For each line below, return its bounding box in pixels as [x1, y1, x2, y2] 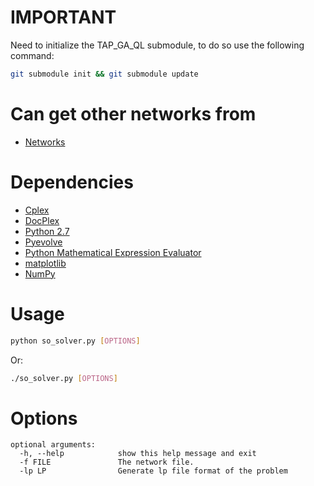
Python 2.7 [24, 225, 70, 237]
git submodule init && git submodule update [10, 69, 199, 79]
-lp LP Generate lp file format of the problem [19, 466, 288, 476]
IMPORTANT [10, 6, 117, 29]
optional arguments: [10, 440, 97, 450]
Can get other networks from [10, 103, 257, 125]
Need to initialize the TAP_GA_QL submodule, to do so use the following [10, 39, 305, 51]
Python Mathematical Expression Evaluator [24, 246, 202, 258]
